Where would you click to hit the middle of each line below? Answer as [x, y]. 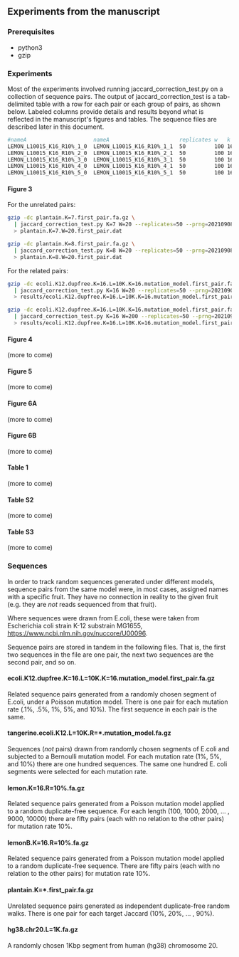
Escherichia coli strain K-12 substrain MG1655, [75, 625]
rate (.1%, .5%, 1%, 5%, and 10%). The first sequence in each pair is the [112, 709]
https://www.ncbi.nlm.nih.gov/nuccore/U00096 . [78, 633]
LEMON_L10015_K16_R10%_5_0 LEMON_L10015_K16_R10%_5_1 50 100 [116, 173]
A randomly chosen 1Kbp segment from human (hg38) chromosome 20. [113, 945]
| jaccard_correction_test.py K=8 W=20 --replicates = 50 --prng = [111, 250]
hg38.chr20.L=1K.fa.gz [43, 930]
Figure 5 [20, 371]
